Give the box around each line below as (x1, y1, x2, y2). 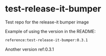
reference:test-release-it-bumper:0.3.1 (5, 37, 88, 43)
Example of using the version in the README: (5, 28, 96, 34)
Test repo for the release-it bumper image (5, 19, 89, 25)
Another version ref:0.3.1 (5, 46, 54, 52)
